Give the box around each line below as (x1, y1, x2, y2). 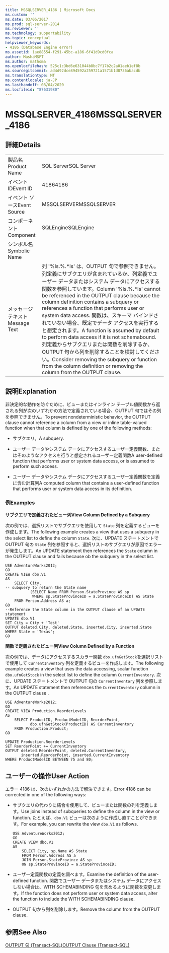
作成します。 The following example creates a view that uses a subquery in (5, 528, 159, 534)
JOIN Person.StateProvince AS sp (22, 857, 92, 863)
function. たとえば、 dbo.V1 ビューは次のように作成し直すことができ (12, 814, 153, 821)
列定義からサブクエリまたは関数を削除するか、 (42, 341, 153, 348)
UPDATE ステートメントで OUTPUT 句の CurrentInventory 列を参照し (14, 678, 158, 684)
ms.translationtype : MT (5, 73, 55, 78)
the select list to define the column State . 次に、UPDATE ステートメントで (5, 535, 159, 541)
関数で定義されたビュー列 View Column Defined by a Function (5, 643, 135, 649)
